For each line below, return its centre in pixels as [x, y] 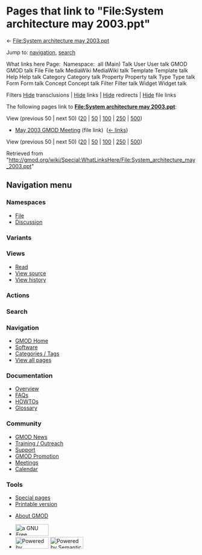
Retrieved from [25, 153]
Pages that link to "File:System [85, 11]
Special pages [33, 497]
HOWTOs [27, 402]
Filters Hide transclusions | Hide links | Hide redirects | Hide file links [91, 95]
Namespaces [26, 202]
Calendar [26, 469]
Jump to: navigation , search [41, 52]
